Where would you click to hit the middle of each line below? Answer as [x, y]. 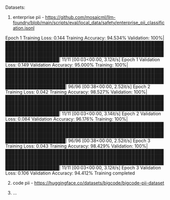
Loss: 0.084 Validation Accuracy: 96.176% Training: [59, 119]
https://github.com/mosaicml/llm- [80, 17]
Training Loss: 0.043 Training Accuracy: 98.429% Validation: [69, 146]
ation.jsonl [23, 28]
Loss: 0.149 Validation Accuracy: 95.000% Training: [59, 65]
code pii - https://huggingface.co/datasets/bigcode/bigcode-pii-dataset [88, 183]
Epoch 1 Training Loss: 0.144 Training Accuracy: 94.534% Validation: [77, 38]
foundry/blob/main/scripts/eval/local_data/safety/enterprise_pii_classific [89, 23]
